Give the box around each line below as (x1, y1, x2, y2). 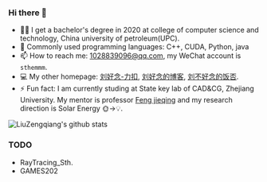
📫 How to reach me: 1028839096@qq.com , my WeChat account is (19, 51, 241, 60)
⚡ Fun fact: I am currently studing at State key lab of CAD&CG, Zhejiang (19, 83, 255, 94)
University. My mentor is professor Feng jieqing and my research (19, 95, 234, 105)
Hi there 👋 (8, 7, 48, 18)
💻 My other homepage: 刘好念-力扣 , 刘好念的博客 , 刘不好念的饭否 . (19, 72, 239, 82)
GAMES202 (19, 166, 58, 176)
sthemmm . (19, 63, 48, 72)
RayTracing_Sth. (19, 157, 73, 167)
